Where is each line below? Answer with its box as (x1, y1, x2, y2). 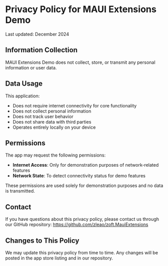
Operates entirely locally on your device (12, 124, 96, 130)
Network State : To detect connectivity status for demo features (12, 173, 146, 179)
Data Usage (5, 80, 43, 88)
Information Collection (5, 46, 78, 54)
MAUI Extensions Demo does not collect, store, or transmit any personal (5, 59, 156, 65)
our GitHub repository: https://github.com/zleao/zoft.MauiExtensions (5, 221, 148, 227)
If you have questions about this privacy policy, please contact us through (5, 216, 159, 222)
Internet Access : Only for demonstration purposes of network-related (12, 162, 159, 168)
